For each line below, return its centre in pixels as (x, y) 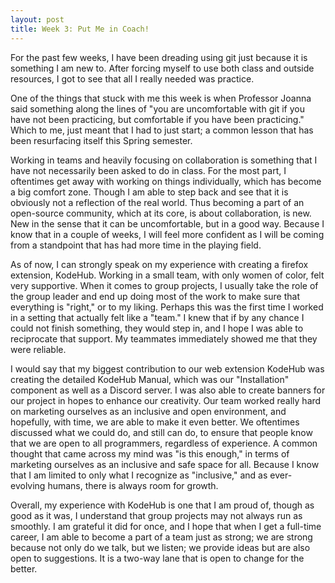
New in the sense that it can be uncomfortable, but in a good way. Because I (167, 223)
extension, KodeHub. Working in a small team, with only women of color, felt (167, 275)
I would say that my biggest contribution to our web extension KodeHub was (167, 368)
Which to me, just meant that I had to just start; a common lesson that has (162, 130)
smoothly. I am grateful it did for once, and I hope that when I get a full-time (166, 526)
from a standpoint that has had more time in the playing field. (136, 245)
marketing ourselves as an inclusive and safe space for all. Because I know (165, 464)
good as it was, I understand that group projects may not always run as (156, 515)
